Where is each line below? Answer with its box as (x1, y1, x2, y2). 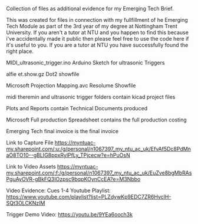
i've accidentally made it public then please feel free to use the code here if (6, 35, 190, 42)
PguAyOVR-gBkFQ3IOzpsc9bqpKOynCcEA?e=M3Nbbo (6, 176, 141, 182)
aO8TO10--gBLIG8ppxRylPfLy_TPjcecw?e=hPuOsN (6, 151, 131, 159)
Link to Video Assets (6, 163, 56, 170)
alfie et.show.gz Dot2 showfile (6, 71, 80, 77)
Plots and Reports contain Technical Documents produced (6, 105, 148, 111)
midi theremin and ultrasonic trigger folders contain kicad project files (6, 94, 176, 100)
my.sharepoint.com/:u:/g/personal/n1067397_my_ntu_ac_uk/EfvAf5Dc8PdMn (6, 146, 192, 152)
